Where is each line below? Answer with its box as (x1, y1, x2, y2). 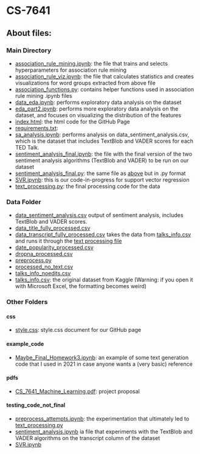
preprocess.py (15, 256, 52, 264)
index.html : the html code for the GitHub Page (15, 118, 131, 125)
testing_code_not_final (6, 402, 66, 409)
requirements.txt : (15, 124, 59, 131)
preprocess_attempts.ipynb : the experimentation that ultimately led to (15, 414, 190, 422)
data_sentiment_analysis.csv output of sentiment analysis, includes (15, 212, 184, 219)
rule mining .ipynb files (15, 92, 72, 99)
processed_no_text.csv (15, 263, 74, 270)
